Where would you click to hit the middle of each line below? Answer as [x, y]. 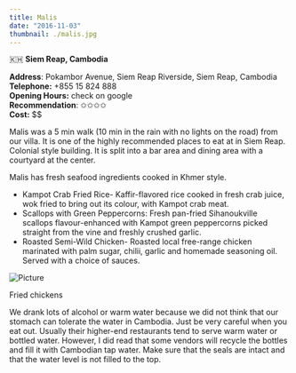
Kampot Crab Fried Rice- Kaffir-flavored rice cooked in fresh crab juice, [153, 194]
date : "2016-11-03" [45, 26]
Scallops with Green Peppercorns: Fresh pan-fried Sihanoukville [140, 213]
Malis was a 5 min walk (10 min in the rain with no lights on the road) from [144, 132]
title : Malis [33, 17]
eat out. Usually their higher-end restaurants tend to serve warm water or [144, 331]
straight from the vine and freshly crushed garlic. [112, 233]
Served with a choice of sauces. [81, 261]
